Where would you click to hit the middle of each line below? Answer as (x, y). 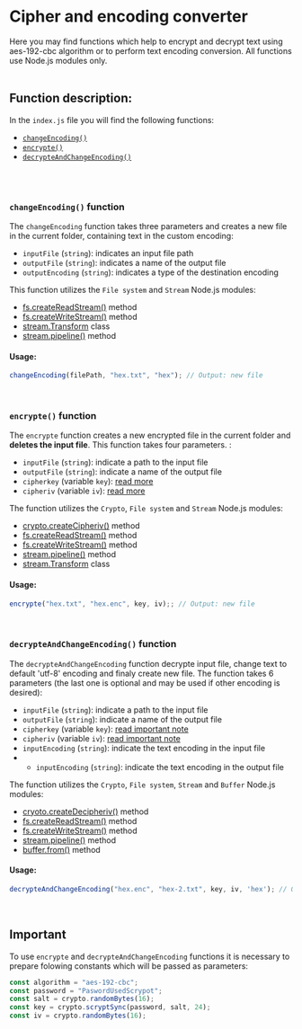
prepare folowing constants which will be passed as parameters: (129, 966)
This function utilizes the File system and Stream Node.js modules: (133, 290)
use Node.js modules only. (58, 60)
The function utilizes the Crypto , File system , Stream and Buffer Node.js (142, 785)
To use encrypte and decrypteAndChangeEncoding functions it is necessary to (150, 956)
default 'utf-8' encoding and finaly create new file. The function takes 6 (142, 673)
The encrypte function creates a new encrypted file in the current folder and (150, 435)
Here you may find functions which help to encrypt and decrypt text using (146, 41)
